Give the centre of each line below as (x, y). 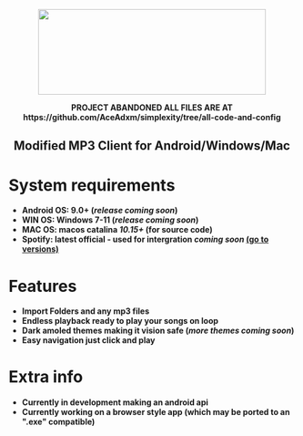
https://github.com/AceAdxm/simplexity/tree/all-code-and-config (152, 117)
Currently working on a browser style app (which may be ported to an (156, 412)
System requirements (92, 185)
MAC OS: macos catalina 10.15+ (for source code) (117, 230)
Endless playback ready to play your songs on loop (120, 321)
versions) (40, 249)
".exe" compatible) (58, 422)
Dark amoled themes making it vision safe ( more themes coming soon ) (158, 331)
